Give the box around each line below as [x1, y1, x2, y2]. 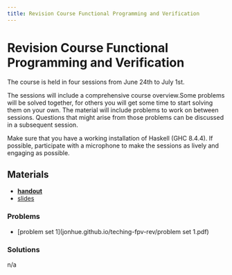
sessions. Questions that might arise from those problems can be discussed [7, 113, 224, 121]
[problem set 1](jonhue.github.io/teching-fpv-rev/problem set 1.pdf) [17, 227, 209, 236]
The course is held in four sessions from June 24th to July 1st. [7, 78, 185, 86]
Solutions [7, 245, 40, 254]
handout [17, 187, 43, 195]
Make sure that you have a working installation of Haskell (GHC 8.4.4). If [7, 134, 213, 142]
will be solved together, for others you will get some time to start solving [7, 98, 213, 107]
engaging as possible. [7, 148, 71, 157]
